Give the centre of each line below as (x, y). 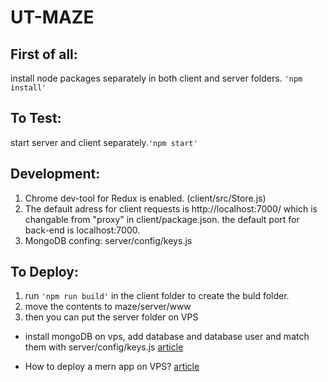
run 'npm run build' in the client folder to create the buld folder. (157, 296)
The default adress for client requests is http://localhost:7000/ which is (171, 208)
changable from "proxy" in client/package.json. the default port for (162, 219)
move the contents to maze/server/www (108, 307)
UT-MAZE (52, 17)
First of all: (44, 54)
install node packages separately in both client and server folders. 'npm (156, 78)
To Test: (36, 118)
